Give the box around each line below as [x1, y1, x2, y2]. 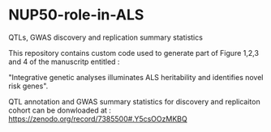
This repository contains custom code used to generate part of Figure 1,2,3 [8, 48, 260, 57]
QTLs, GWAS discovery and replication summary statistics [8, 32, 203, 42]
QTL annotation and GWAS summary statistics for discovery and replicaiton [8, 96, 261, 106]
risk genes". [8, 81, 49, 91]
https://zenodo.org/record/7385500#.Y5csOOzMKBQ [8, 113, 188, 123]
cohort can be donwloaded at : [8, 105, 112, 115]
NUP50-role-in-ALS [8, 6, 144, 24]
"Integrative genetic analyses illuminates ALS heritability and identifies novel [8, 72, 264, 82]
